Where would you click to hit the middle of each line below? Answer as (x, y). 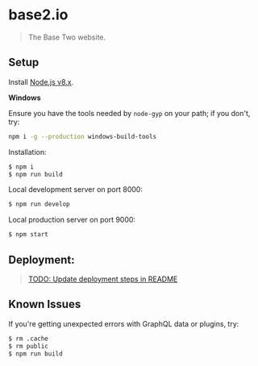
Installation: (27, 152)
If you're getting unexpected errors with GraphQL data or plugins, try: (124, 323)
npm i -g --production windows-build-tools (83, 136)
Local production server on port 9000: (72, 220)
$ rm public (28, 346)
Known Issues (45, 304)
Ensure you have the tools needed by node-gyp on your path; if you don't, (129, 113)
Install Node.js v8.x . (41, 81)
